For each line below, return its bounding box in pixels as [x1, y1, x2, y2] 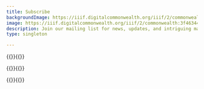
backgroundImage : [6, 14, 50, 20]
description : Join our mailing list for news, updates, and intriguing [6, 25, 191, 32]
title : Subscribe [6, 8, 50, 15]
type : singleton [6, 31, 47, 37]
